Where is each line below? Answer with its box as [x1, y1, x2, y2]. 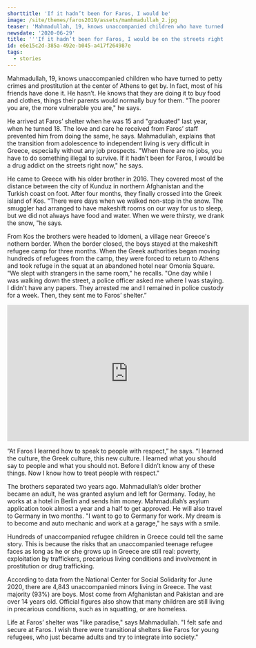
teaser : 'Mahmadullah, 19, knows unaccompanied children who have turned [7, 23, 224, 30]
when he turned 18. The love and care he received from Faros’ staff [7, 124, 199, 132]
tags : [7, 49, 23, 56]
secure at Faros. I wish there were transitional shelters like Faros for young [7, 625, 219, 633]
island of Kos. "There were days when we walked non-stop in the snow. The [7, 197, 224, 205]
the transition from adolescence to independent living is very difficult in [7, 139, 210, 147]
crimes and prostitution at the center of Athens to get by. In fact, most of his [7, 81, 223, 90]
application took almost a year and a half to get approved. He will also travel [7, 504, 223, 512]
